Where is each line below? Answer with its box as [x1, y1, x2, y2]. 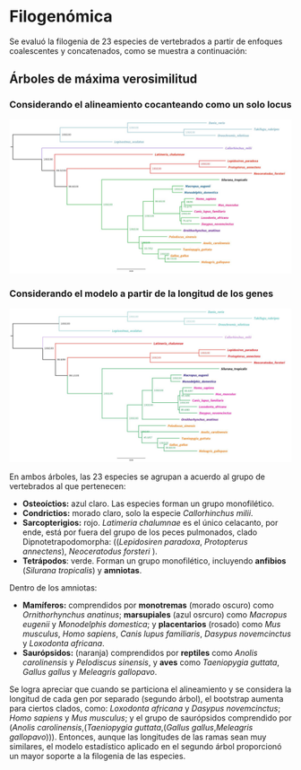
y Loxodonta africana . [21, 638, 105, 649]
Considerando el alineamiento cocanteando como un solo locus [9, 99, 292, 111]
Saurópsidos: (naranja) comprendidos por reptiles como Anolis [21, 648, 258, 659]
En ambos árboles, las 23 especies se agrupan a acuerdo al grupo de [9, 471, 266, 482]
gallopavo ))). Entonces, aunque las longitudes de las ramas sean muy [9, 731, 267, 742]
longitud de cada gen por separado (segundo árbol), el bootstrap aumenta [9, 694, 284, 704]
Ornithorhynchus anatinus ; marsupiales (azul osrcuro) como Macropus [21, 609, 288, 620]
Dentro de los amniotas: [9, 582, 98, 593]
